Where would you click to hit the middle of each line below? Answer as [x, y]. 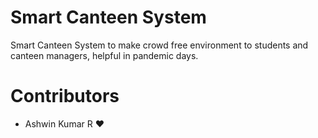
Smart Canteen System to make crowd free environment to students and [159, 45]
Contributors [65, 96]
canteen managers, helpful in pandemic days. [104, 55]
